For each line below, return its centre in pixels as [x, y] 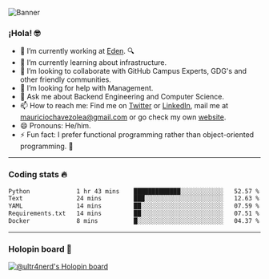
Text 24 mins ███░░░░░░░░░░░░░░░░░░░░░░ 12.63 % [134, 199]
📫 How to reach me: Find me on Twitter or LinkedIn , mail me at [124, 106]
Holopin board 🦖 [40, 249]
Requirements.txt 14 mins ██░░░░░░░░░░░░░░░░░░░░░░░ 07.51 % [134, 214]
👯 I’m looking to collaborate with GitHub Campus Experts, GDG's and [133, 71]
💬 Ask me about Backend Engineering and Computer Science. [122, 97]
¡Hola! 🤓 [24, 33]
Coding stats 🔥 [38, 175]
